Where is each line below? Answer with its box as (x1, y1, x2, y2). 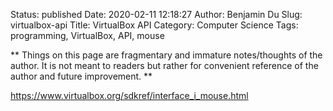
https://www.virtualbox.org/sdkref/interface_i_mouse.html (10, 90, 249, 101)
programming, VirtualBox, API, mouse (10, 30, 165, 41)
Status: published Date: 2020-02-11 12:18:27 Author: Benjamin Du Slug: (10, 9, 303, 20)
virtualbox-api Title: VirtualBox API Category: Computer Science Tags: (10, 19, 299, 31)
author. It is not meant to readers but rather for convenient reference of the (10, 60, 319, 71)
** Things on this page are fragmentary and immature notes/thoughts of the (10, 49, 323, 61)
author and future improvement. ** (10, 70, 153, 82)
